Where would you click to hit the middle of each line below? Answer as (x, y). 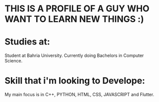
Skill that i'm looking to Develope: (75, 81)
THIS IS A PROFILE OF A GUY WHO (77, 9)
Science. (14, 61)
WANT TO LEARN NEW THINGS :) (74, 19)
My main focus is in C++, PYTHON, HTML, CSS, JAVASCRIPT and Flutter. (79, 95)
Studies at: (27, 42)
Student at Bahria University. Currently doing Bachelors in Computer (74, 55)
